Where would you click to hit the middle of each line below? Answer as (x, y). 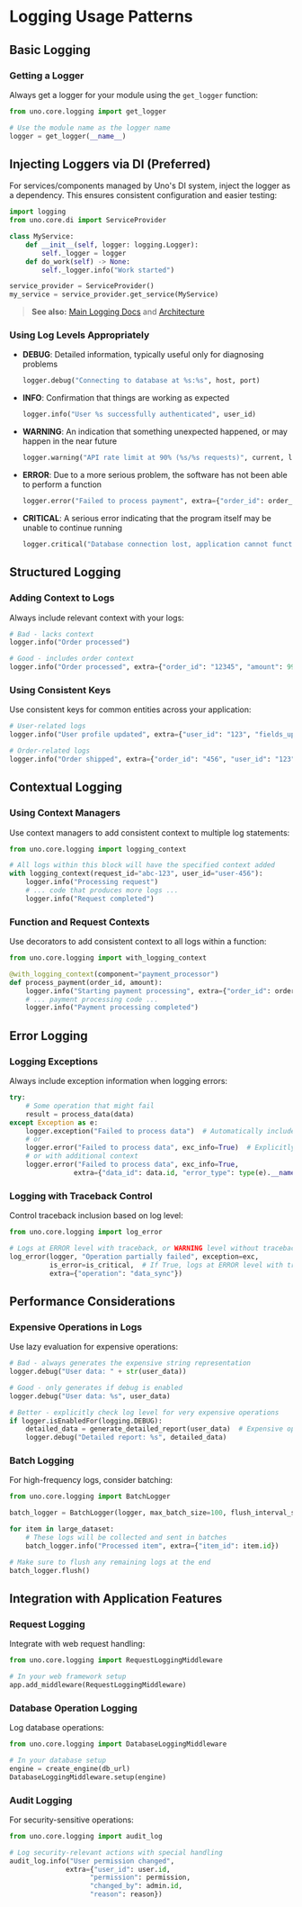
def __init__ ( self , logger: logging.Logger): (112, 245)
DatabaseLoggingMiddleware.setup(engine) (88, 1777)
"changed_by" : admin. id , (136, 1886)
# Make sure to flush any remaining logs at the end (110, 1562)
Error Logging (49, 1036)
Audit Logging (41, 1800)
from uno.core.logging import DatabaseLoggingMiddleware (118, 1744)
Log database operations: (57, 1728)
